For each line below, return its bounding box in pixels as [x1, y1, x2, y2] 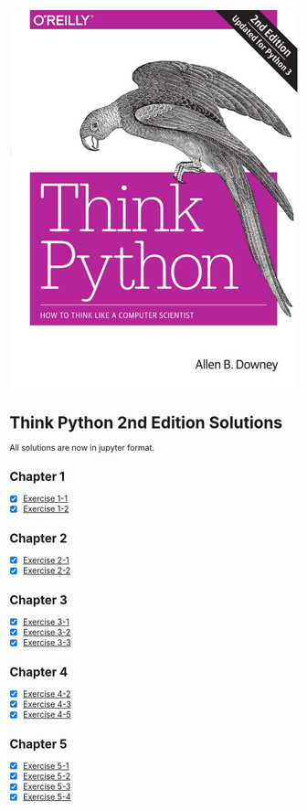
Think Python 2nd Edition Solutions [9, 412, 283, 432]
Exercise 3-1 [22, 616, 70, 627]
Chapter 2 [9, 530, 68, 546]
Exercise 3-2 [22, 627, 71, 638]
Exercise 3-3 [22, 637, 71, 648]
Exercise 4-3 [22, 699, 71, 710]
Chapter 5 [9, 736, 68, 752]
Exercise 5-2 [22, 771, 71, 782]
